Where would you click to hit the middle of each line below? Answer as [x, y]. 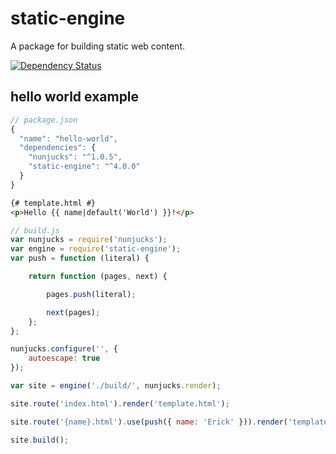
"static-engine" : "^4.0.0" [84, 167]
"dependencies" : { [58, 148]
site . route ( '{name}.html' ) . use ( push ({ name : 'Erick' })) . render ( [149, 422]
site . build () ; [40, 440]
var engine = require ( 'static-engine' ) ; [96, 249]
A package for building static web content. [97, 46]
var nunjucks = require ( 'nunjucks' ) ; [89, 240]
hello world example [75, 97]
